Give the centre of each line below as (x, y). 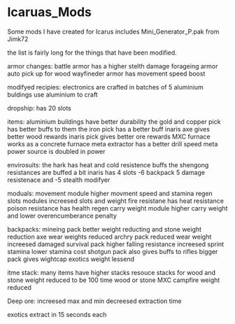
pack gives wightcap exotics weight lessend (71, 259)
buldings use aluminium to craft (52, 94)
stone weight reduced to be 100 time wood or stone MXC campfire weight (114, 280)
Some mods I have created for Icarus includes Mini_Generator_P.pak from (113, 31)
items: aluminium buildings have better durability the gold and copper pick (114, 121)
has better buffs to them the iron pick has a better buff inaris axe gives (108, 129)
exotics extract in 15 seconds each (57, 314)
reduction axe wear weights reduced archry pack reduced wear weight (109, 237)
